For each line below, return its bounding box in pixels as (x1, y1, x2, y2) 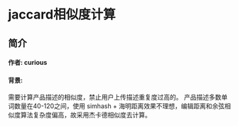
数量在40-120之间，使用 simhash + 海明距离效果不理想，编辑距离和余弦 (13, 102, 225, 110)
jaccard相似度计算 (8, 6, 116, 23)
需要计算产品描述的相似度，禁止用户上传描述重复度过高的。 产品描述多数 (8, 93, 222, 102)
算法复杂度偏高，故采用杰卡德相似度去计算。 (20, 111, 151, 120)
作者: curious (8, 58, 48, 67)
